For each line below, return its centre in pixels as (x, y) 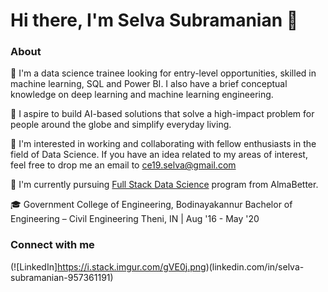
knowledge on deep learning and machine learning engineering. (142, 95)
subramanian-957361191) (62, 277)
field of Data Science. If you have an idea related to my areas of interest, (159, 155)
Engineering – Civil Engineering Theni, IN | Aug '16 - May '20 (135, 219)
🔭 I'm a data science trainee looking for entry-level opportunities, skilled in (163, 73)
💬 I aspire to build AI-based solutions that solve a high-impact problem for (162, 114)
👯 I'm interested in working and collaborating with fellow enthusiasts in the (163, 144)
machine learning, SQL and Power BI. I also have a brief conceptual (149, 84)
